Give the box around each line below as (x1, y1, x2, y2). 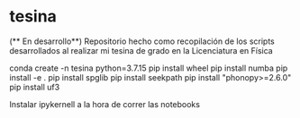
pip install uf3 (9, 81, 60, 92)
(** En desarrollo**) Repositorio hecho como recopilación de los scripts (9, 36, 275, 46)
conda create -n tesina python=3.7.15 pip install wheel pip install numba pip (9, 63, 288, 73)
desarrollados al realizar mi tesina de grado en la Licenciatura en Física (9, 45, 273, 55)
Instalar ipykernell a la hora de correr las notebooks (9, 98, 201, 109)
